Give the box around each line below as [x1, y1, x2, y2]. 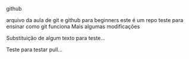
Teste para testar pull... [6, 46, 63, 53]
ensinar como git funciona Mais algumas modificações [6, 23, 140, 30]
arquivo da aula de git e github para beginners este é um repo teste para [6, 17, 184, 23]
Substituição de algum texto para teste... [6, 35, 106, 41]
